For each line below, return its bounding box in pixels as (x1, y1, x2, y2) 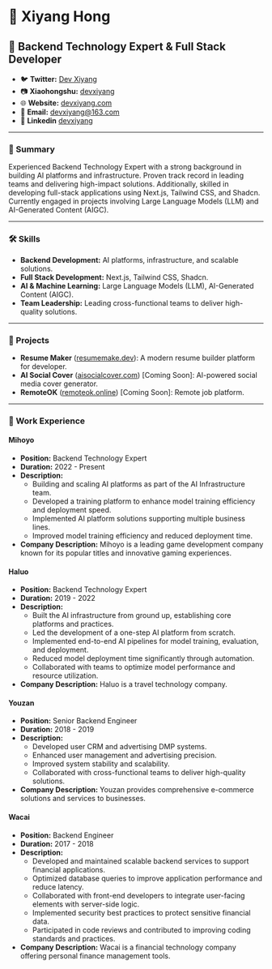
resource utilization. (32, 671, 99, 680)
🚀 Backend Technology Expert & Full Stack (8, 40, 227, 54)
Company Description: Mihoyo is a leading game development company (19, 539, 264, 550)
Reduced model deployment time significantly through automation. (32, 654, 255, 663)
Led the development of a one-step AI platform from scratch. (32, 628, 236, 637)
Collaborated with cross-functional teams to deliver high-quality (32, 768, 246, 778)
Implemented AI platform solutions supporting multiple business (32, 514, 245, 524)
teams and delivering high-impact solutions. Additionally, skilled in (8, 179, 229, 189)
